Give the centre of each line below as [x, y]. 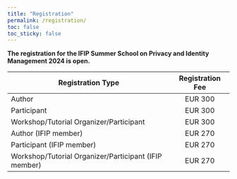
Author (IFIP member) [47, 133]
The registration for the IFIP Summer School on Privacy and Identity [108, 54]
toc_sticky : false [34, 33]
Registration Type [89, 83]
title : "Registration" [41, 14]
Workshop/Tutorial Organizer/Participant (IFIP [86, 156]
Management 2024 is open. [49, 61]
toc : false [23, 27]
